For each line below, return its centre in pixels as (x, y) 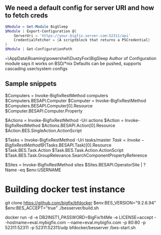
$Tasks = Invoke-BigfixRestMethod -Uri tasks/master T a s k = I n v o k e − (75, 140)
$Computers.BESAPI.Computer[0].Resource (49, 105)
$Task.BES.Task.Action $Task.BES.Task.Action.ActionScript (64, 150)
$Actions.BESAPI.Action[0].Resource (78, 125)
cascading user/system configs (36, 69)
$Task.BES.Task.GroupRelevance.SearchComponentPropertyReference (76, 155)
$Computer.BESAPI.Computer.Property (44, 111)
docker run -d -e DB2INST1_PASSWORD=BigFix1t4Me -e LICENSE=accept (79, 217)
